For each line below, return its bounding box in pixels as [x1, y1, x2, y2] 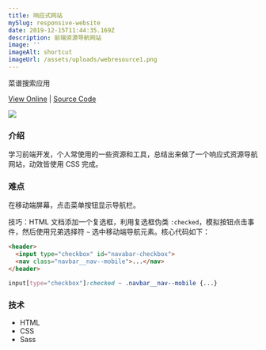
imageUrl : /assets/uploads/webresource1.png [8, 56, 158, 64]
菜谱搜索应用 [8, 78, 50, 88]
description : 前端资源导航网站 [8, 33, 102, 42]
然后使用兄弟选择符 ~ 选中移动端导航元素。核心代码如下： [21, 227, 211, 237]
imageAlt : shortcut [8, 48, 73, 56]
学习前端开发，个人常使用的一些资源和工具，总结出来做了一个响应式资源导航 [8, 149, 258, 159]
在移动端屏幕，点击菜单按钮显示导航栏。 [8, 201, 140, 210]
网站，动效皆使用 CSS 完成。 [8, 160, 103, 169]
